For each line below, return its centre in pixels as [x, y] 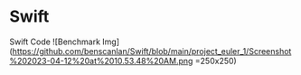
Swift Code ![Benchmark [55, 42]
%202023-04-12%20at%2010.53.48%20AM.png [101, 61]
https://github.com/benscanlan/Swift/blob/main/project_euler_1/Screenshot [152, 51]
